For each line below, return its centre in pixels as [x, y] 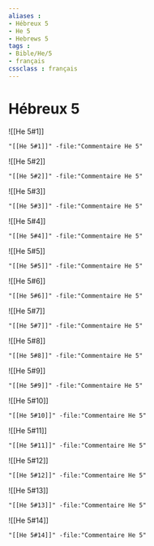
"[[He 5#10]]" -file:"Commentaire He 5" [78, 415]
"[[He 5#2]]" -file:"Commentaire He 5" [76, 176]
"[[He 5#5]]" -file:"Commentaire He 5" [76, 266]
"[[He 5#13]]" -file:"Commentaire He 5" [78, 505]
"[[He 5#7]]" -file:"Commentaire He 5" [76, 325]
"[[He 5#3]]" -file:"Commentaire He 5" [76, 206]
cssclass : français [43, 69]
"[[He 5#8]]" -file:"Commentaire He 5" [76, 355]
